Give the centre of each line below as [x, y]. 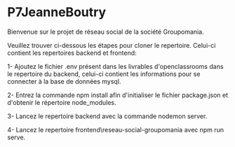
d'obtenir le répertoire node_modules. [62, 102]
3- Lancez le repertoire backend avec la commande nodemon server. [107, 116]
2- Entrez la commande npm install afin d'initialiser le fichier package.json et [118, 95]
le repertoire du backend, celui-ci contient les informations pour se [104, 74]
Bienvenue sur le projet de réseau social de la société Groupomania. [106, 32]
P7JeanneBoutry [57, 12]
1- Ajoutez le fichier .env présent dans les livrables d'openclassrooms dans [115, 66]
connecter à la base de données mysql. [64, 81]
